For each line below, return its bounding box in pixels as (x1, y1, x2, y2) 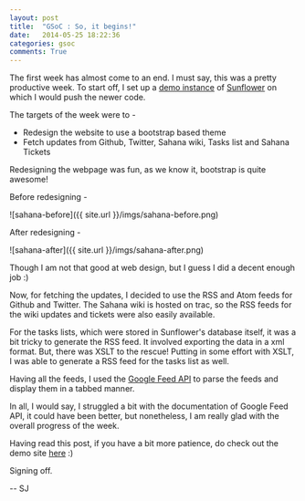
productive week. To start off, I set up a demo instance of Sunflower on (9, 82, 277, 93)
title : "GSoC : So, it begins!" (9, 22, 137, 31)
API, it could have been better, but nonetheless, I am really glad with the (9, 411, 280, 422)
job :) (9, 272, 29, 283)
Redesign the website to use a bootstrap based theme (22, 127, 226, 138)
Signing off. (9, 465, 53, 476)
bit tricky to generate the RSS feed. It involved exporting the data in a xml (9, 337, 285, 348)
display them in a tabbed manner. (9, 383, 135, 394)
